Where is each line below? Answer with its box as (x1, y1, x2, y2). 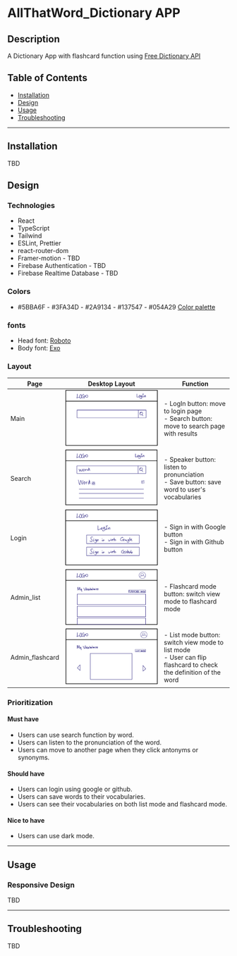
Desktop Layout (87, 379, 135, 388)
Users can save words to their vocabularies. (17, 792, 146, 801)
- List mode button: (164, 630, 221, 639)
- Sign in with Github (164, 537, 224, 546)
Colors (7, 287, 31, 297)
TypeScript (17, 224, 50, 233)
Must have (7, 715, 39, 723)
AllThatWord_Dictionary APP (7, 5, 181, 21)
